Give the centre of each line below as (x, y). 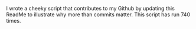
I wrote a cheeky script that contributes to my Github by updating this (91, 8)
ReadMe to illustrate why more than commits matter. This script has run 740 (98, 14)
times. (14, 21)
